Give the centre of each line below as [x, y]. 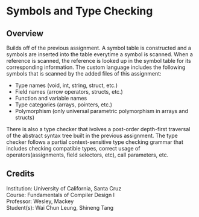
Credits [21, 174]
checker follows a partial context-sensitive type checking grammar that [95, 142]
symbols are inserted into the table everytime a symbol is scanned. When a [99, 54]
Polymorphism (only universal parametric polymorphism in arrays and [102, 111]
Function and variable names [51, 98]
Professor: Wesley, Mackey [40, 201]
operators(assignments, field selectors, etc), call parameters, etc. [87, 155]
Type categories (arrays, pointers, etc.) [64, 105]
